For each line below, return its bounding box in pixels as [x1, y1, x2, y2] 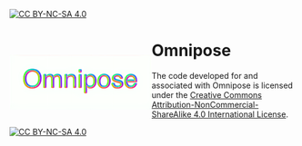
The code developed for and [151, 70, 258, 81]
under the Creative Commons [151, 89, 262, 100]
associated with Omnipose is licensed [151, 80, 294, 91]
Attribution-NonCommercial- [151, 99, 259, 110]
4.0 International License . [193, 109, 289, 120]
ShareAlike [151, 109, 192, 120]
